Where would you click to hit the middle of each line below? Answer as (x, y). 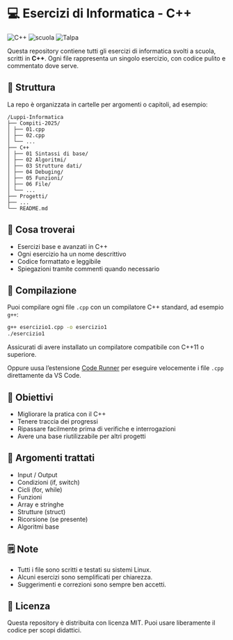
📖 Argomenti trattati (51, 458)
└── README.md (28, 208)
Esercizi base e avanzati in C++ (62, 246)
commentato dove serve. (43, 65)
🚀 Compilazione (42, 290)
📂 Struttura (31, 88)
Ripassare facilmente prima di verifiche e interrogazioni (96, 429)
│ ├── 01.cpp (26, 129)
